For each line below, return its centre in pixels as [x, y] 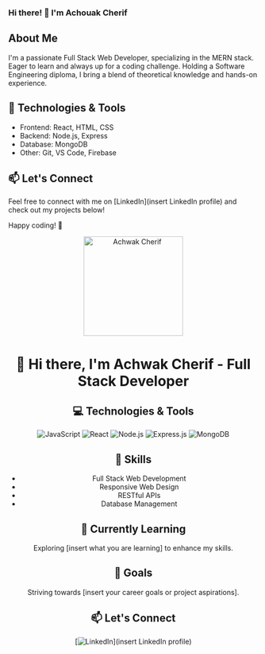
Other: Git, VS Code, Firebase [68, 152]
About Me [33, 39]
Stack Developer [133, 381]
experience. [28, 83]
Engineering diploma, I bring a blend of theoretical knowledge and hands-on [133, 74]
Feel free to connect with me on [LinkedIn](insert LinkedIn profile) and [123, 201]
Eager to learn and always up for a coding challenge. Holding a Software [127, 66]
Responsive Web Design [139, 487]
